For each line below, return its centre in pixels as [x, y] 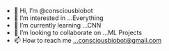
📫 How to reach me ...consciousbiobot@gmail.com [88, 40]
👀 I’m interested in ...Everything [58, 18]
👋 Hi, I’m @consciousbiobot [53, 11]
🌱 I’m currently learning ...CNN [57, 25]
